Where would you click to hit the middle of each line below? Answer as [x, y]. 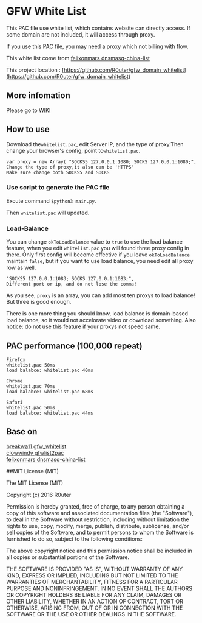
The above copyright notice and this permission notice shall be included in [99, 551]
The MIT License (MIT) [35, 483]
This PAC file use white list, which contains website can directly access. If [99, 28]
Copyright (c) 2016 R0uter [39, 495]
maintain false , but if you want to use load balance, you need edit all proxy [100, 261]
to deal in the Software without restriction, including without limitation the [98, 519]
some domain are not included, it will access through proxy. [81, 34]
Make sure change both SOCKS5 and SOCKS [58, 172]
